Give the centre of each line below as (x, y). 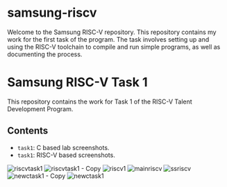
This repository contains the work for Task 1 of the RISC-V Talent (100, 101)
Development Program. (40, 108)
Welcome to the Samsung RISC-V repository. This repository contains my (112, 32)
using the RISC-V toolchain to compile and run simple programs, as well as (114, 47)
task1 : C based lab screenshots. (63, 147)
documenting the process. (45, 54)
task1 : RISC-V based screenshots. (66, 155)
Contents (28, 131)
